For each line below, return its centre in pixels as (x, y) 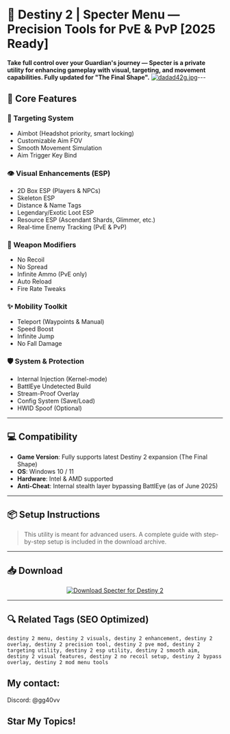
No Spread (32, 267)
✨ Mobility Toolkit (37, 307)
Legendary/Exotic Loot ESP (55, 212)
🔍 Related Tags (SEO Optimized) (78, 619)
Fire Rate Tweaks (41, 289)
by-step (35, 542)
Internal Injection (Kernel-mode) (62, 379)
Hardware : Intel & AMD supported (65, 479)
